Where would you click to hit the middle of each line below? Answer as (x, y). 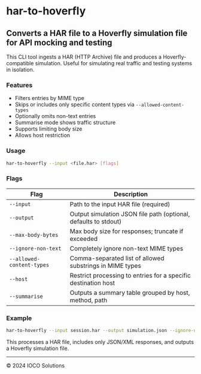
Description (131, 194)
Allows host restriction (42, 135)
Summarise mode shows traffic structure (65, 123)
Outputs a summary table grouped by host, (130, 292)
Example (19, 318)
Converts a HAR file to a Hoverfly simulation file (97, 33)
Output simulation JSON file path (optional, (130, 214)
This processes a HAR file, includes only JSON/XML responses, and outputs (100, 342)
